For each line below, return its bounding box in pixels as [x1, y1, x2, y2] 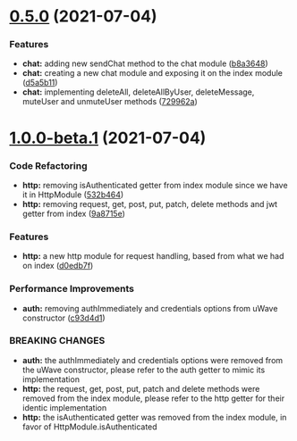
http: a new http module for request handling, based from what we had [21, 251, 284, 262]
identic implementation [21, 402, 107, 412]
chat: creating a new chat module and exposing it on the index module [21, 68, 284, 79]
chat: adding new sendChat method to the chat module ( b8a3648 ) [21, 58, 268, 69]
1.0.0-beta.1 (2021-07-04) [9, 128, 207, 148]
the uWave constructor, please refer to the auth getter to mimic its [21, 364, 266, 375]
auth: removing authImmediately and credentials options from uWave [21, 303, 278, 313]
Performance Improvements [9, 283, 135, 295]
